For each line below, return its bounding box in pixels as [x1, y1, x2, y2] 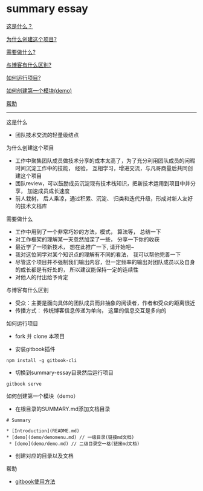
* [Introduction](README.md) [6, 427, 80, 434]
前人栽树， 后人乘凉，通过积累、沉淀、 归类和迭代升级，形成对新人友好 [14, 194, 193, 202]
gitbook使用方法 [14, 478, 56, 485]
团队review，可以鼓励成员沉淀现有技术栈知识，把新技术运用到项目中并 [14, 179, 191, 186]
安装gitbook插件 [14, 345, 56, 352]
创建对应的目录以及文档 [14, 452, 74, 459]
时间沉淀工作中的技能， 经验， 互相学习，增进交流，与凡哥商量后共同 [14, 164, 188, 171]
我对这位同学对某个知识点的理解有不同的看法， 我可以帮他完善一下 [14, 251, 181, 258]
